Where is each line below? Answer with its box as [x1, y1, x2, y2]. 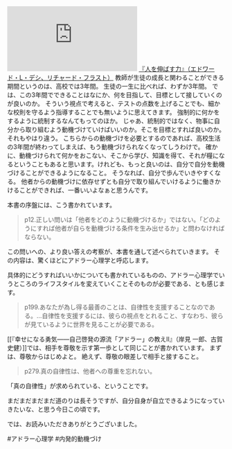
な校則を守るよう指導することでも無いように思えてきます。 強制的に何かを [7, 108, 220, 116]
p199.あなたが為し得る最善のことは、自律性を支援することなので [24, 303, 210, 311]
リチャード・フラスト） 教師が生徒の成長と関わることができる [46, 73, 224, 82]
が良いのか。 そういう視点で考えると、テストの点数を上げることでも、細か [7, 100, 220, 107]
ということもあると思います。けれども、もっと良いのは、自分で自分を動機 [12, 160, 225, 168]
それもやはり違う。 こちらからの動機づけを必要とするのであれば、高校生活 [7, 134, 221, 142]
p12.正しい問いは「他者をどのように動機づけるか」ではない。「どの [24, 215, 215, 224]
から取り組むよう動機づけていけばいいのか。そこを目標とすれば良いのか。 [12, 125, 226, 134]
